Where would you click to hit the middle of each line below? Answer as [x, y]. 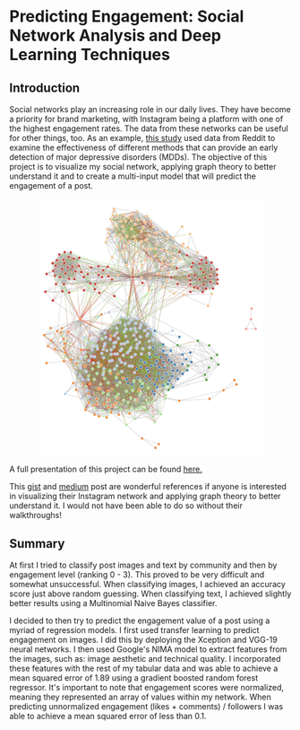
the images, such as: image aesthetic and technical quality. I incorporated [145, 658]
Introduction [45, 88]
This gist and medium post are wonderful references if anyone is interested [148, 487]
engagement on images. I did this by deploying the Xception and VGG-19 [143, 639]
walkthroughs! [36, 515]
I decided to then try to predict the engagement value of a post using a [140, 620]
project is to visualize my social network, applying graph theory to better [143, 167]
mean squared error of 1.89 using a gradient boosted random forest [134, 677]
